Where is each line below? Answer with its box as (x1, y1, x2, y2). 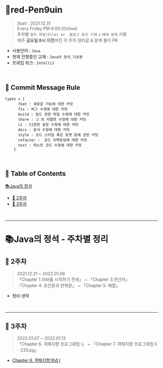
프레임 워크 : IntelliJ (12, 60, 54, 65)
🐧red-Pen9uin (5, 4, 63, 16)
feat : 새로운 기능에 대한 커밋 (17, 101, 73, 106)
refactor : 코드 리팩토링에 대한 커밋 (17, 138, 87, 143)
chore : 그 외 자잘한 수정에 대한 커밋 (17, 117, 86, 122)
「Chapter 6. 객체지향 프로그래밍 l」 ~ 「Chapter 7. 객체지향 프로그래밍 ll (16, 341, 157, 347)
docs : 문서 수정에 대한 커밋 (17, 127, 70, 132)
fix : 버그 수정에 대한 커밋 (17, 107, 68, 112)
